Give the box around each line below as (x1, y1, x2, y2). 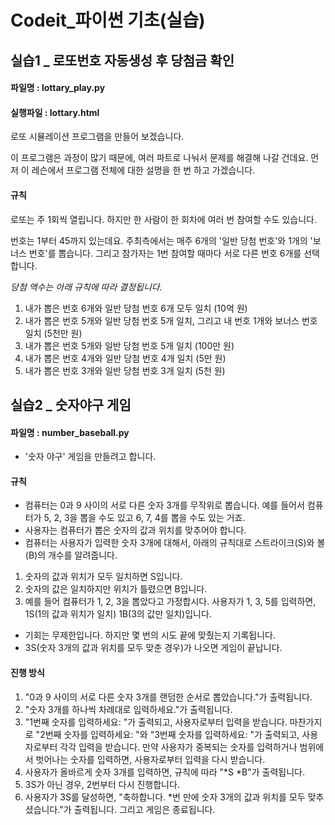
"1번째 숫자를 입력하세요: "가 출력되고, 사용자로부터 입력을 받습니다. (24, 716, 288, 728)
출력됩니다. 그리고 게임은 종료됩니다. (73, 803, 216, 815)
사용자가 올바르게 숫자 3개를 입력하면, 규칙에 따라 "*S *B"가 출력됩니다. (24, 766, 305, 778)
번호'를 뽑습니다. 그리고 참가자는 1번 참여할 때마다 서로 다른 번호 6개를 (28, 247, 302, 259)
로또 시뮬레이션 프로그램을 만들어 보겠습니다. (10, 131, 185, 143)
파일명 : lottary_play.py (10, 82, 106, 94)
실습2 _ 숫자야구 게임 (10, 396, 132, 413)
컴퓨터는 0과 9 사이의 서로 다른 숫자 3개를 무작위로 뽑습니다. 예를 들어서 (24, 499, 305, 511)
